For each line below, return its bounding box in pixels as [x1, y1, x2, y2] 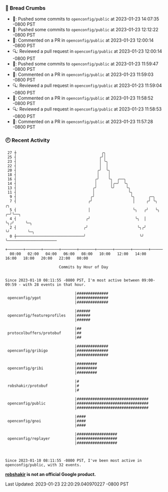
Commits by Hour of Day [58, 264, 108, 269]
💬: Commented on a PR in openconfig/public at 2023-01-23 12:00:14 [12, 37, 154, 43]
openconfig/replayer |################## [7, 436, 117, 441]
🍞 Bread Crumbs [5, 5, 46, 12]
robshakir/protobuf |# [7, 383, 79, 388]
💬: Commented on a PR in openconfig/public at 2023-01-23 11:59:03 [12, 71, 154, 77]
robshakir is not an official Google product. [5, 471, 96, 477]
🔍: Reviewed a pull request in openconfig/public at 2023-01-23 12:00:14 [12, 48, 162, 54]
